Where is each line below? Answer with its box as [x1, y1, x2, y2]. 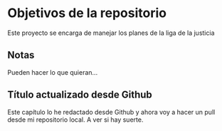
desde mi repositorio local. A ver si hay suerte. [7, 115, 144, 124]
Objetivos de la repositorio [7, 5, 167, 21]
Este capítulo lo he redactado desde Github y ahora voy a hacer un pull [7, 108, 216, 116]
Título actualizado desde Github [7, 89, 153, 101]
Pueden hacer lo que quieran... [7, 68, 98, 76]
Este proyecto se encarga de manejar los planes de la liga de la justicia [7, 28, 215, 37]
